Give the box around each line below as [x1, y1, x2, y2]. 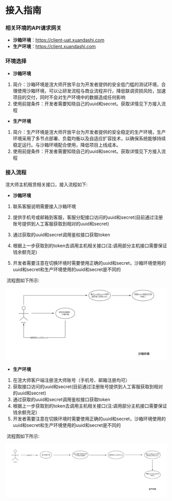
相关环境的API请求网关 [5, 24, 62, 31]
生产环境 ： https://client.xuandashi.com [12, 43, 96, 49]
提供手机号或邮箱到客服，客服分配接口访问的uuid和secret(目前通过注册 [12, 214, 163, 220]
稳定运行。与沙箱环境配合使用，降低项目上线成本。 [12, 142, 121, 148]
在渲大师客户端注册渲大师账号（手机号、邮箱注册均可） [12, 377, 130, 383]
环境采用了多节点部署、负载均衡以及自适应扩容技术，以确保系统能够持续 [12, 135, 166, 142]
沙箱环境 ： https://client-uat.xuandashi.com [12, 37, 105, 43]
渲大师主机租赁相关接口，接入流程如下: [5, 181, 88, 188]
